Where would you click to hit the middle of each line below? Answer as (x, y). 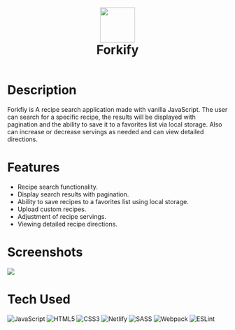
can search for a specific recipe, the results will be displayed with (101, 117)
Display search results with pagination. (73, 194)
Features (34, 167)
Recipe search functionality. (57, 187)
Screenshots (45, 252)
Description (42, 90)
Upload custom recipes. (52, 209)
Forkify (117, 50)
